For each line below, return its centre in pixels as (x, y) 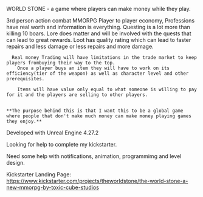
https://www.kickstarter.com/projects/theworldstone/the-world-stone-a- (97, 181)
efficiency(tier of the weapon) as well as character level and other (98, 74)
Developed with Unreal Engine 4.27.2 (53, 133)
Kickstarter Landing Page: (39, 175)
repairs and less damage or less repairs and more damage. (80, 46)
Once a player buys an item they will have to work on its (94, 68)
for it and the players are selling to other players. (77, 95)
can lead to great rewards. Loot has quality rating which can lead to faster (99, 40)
